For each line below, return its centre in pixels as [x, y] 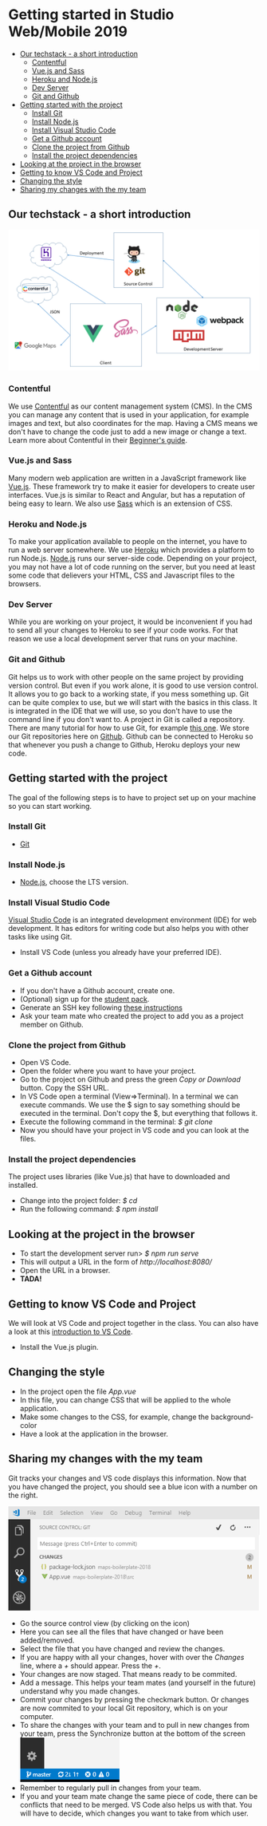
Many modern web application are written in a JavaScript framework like [128, 478]
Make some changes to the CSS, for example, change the [114, 1417]
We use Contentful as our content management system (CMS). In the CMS [130, 406]
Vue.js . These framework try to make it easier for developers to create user [132, 486]
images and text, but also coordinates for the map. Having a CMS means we [133, 423]
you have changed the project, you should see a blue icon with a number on [133, 1486]
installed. [23, 1185]
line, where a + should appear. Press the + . [90, 1666]
